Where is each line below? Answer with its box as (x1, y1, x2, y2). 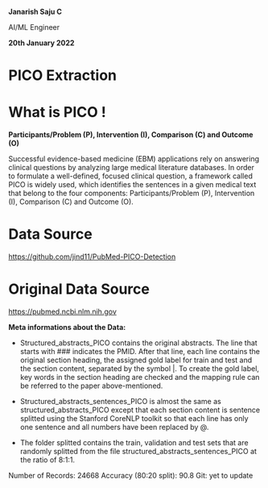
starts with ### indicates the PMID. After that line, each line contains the (19, 347, 260, 356)
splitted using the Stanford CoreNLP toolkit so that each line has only (19, 414, 249, 423)
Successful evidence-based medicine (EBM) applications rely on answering (8, 154, 260, 164)
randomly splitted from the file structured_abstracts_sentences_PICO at (19, 447, 258, 456)
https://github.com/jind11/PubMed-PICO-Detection (8, 252, 176, 261)
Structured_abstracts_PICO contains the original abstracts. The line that (19, 338, 258, 348)
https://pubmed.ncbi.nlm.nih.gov (8, 307, 117, 316)
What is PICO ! (8, 103, 106, 122)
